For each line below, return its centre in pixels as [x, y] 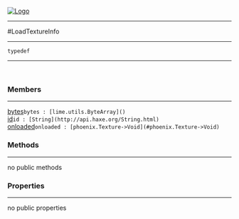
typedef [19, 51]
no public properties [37, 208]
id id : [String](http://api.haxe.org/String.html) [84, 119]
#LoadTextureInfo [33, 31]
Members [24, 89]
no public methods [35, 167]
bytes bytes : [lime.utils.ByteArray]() [67, 112]
